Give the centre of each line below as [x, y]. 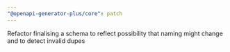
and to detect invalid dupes [46, 41]
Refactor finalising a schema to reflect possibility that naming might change [115, 33]
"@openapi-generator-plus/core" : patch [65, 14]
